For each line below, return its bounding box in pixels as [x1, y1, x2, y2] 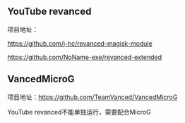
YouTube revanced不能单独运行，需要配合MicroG [7, 108, 151, 116]
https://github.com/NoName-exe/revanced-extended [7, 53, 162, 61]
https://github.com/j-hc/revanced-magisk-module [7, 39, 153, 48]
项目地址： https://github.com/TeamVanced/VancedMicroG [7, 93, 178, 101]
